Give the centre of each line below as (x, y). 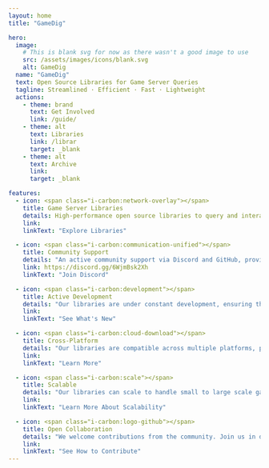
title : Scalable (50, 385)
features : (25, 194)
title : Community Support (66, 253)
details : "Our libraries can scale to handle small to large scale (137, 393)
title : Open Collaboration (68, 429)
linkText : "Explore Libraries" (75, 230)
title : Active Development (68, 297)
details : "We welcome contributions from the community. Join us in (139, 437)
